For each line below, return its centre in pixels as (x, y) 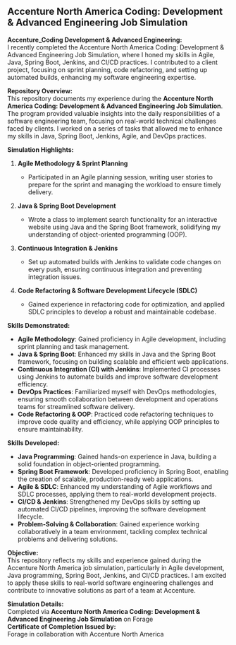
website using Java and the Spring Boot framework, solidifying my (124, 227)
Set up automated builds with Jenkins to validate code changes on (124, 261)
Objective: (23, 552)
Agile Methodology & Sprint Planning (73, 163)
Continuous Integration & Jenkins (68, 248)
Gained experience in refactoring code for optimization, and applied (126, 304)
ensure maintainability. (50, 429)
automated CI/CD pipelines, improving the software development (112, 509)
